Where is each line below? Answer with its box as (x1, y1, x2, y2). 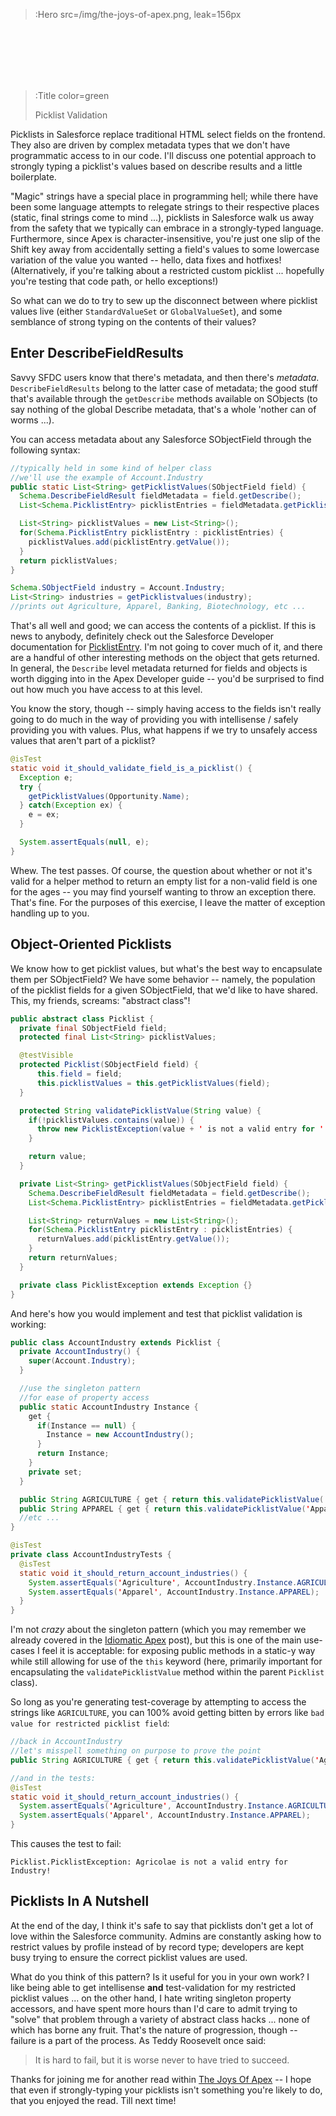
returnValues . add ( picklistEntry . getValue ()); (36, 1234, 230, 1244)
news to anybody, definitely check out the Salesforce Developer (10, 630, 275, 643)
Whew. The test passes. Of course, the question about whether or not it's (10, 864, 313, 876)
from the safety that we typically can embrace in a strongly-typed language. (10, 222, 324, 234)
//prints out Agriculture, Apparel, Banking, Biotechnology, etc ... (10, 602, 307, 612)
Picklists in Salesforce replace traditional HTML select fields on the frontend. (10, 129, 326, 140)
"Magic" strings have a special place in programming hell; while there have (10, 190, 319, 202)
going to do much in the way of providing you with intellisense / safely (10, 714, 299, 726)
